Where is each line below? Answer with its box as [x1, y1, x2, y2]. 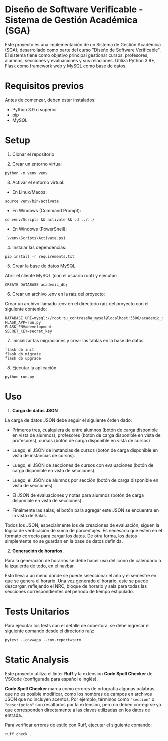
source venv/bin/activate [5, 199, 59, 204]
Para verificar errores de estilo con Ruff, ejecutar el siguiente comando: [5, 722, 152, 728]
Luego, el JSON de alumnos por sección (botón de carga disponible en [12, 477, 159, 483]
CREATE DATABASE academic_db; [5, 282, 68, 287]
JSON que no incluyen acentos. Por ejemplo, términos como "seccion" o [5, 696, 155, 702]
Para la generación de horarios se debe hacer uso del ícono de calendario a [5, 557, 161, 563]
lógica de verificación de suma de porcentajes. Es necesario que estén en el [5, 527, 162, 533]
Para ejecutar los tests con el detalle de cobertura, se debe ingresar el [5, 622, 150, 628]
